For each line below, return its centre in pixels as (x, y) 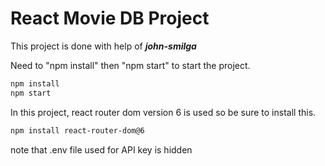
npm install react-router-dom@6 (77, 130)
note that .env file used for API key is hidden (101, 149)
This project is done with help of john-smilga (103, 46)
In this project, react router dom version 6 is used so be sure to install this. (163, 112)
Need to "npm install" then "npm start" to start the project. (130, 65)
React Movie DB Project (110, 18)
